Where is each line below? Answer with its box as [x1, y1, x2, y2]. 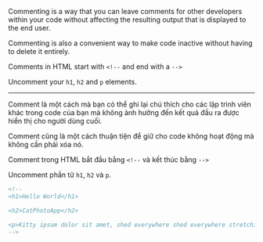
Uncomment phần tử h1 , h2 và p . [8, 170, 112, 179]
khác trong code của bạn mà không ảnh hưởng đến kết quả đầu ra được [8, 108, 240, 117]
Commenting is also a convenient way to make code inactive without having [8, 38, 253, 48]
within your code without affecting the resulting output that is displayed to [8, 15, 247, 24]
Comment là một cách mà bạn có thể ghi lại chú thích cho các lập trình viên [8, 99, 252, 109]
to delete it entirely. [8, 47, 70, 56]
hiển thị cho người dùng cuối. [8, 117, 103, 125]
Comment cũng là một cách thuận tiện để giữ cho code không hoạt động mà [8, 132, 254, 140]
